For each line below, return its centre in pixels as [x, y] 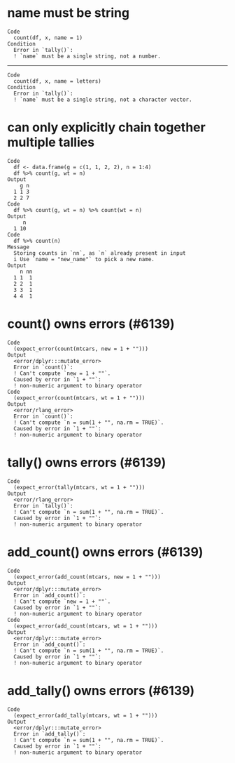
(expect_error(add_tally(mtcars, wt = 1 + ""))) [86, 715]
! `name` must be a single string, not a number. [87, 56]
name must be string [69, 13]
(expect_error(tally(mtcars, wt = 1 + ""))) [79, 487]
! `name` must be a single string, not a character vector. [103, 100]
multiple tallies [51, 142]
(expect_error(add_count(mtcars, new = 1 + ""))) [87, 577]
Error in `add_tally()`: [50, 734]
